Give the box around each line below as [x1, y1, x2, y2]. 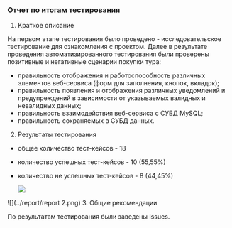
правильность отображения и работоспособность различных [17, 71, 206, 80]
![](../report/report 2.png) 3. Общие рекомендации [7, 199, 158, 207]
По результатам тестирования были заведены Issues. [7, 212, 170, 221]
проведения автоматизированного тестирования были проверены [7, 50, 209, 58]
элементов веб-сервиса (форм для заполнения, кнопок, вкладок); [17, 79, 220, 87]
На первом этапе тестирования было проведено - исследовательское [7, 35, 222, 43]
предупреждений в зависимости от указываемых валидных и [17, 94, 206, 102]
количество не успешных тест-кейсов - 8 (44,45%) [17, 172, 174, 180]
